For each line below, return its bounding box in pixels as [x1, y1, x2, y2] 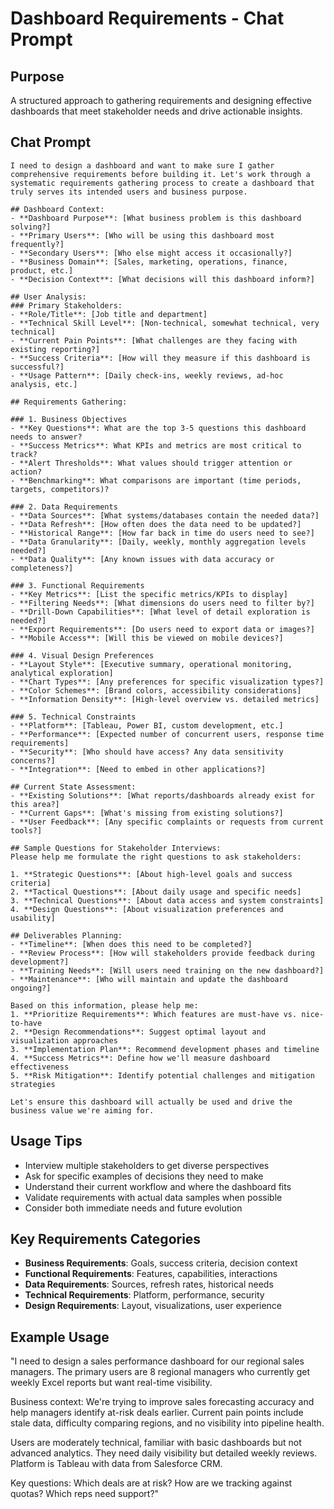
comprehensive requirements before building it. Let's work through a [10, 169, 311, 179]
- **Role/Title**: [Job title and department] [10, 309, 208, 319]
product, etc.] [10, 265, 74, 276]
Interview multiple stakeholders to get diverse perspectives [24, 1159, 270, 1171]
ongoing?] [10, 983, 52, 993]
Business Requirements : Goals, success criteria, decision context [24, 1257, 298, 1269]
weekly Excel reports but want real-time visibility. [10, 1377, 213, 1389]
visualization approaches [10, 1035, 118, 1046]
